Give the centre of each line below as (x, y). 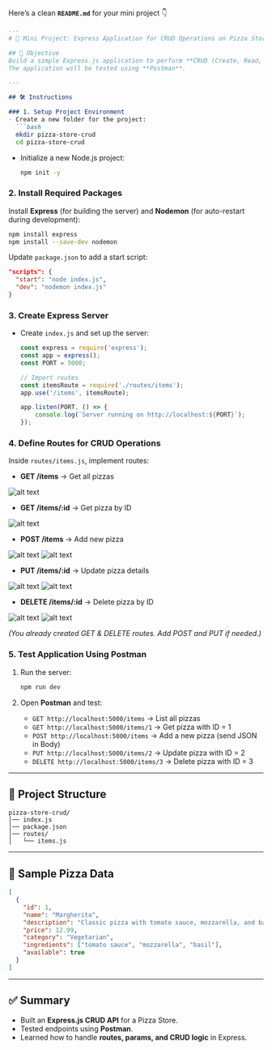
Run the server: (46, 672)
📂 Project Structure (57, 794)
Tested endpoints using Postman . (76, 1028)
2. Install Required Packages (66, 193)
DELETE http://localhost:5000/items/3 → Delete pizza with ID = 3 (142, 761)
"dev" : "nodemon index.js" (61, 288)
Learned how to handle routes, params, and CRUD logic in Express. (134, 1037)
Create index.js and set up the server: (85, 333)
